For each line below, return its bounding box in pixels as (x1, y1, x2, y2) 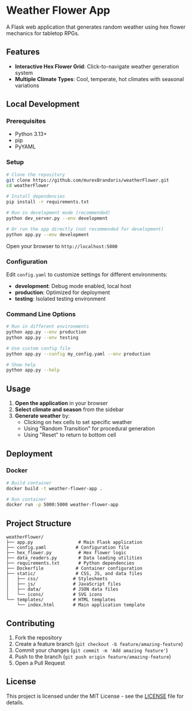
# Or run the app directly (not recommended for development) (6, 226, 164, 232)
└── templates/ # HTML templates (6, 597, 116, 603)
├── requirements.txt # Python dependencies (6, 560, 135, 567)
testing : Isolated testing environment (14, 295, 106, 302)
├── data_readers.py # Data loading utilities (6, 555, 143, 561)
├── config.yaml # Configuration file (6, 545, 129, 551)
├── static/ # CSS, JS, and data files (6, 571, 143, 577)
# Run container (6, 496, 47, 502)
